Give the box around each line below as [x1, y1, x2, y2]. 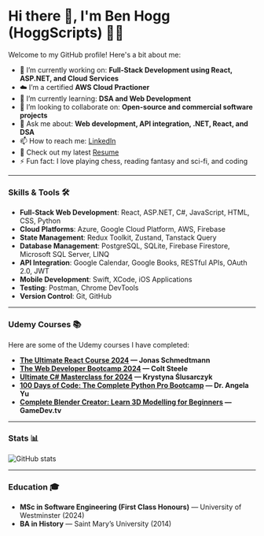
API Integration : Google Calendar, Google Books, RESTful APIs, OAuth [19, 258, 247, 267]
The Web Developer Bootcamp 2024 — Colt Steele [19, 363, 189, 373]
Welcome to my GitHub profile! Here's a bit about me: [8, 50, 181, 59]
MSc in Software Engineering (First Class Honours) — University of [19, 502, 242, 512]
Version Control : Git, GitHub [19, 292, 112, 301]
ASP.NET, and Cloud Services [19, 73, 119, 83]
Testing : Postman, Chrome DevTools [19, 283, 139, 292]
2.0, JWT [19, 266, 49, 276]
